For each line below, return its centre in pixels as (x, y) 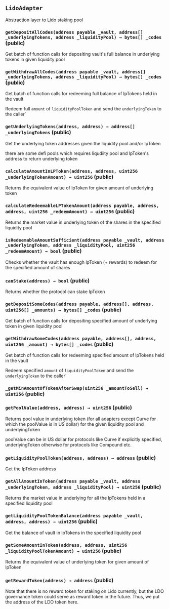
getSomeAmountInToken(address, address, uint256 (66, 545)
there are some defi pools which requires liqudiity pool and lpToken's (77, 153)
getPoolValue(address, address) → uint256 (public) (69, 408)
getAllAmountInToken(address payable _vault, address (73, 481)
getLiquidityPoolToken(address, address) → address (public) (80, 458)
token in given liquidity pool (34, 326)
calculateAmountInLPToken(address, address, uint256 (72, 171)
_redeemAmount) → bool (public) (44, 251)
